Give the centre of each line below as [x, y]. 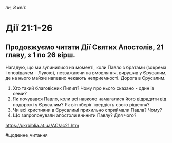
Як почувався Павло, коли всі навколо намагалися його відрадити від [90, 99]
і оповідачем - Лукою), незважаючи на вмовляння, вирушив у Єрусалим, [86, 73]
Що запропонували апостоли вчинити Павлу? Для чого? [74, 115]
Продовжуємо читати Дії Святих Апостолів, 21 [84, 47]
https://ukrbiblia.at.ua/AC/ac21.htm [42, 125]
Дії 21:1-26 [29, 28]
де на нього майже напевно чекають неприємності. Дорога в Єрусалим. [85, 78]
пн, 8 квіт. [16, 7]
